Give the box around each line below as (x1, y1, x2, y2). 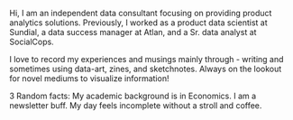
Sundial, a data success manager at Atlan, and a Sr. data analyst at (9, 27, 257, 37)
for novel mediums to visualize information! (9, 73, 169, 84)
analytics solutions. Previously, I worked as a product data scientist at (9, 17, 268, 28)
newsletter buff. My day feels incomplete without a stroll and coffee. (9, 100, 262, 111)
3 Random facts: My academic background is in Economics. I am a (9, 90, 257, 101)
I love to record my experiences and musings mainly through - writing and (9, 54, 284, 64)
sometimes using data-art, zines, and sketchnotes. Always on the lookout (9, 63, 282, 74)
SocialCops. (9, 36, 54, 47)
